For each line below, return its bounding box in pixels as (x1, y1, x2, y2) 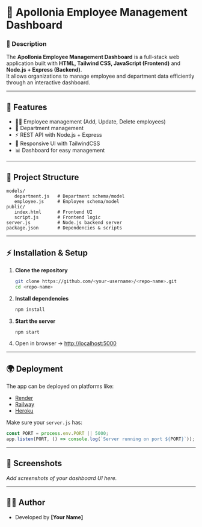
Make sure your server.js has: (6, 419, 83, 426)
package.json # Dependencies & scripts (6, 225, 122, 231)
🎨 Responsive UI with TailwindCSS (14, 140, 100, 147)
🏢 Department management (14, 125, 84, 132)
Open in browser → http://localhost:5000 (14, 340, 117, 347)
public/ (6, 204, 26, 210)
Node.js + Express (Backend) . (6, 66, 82, 73)
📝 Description (6, 40, 47, 48)
